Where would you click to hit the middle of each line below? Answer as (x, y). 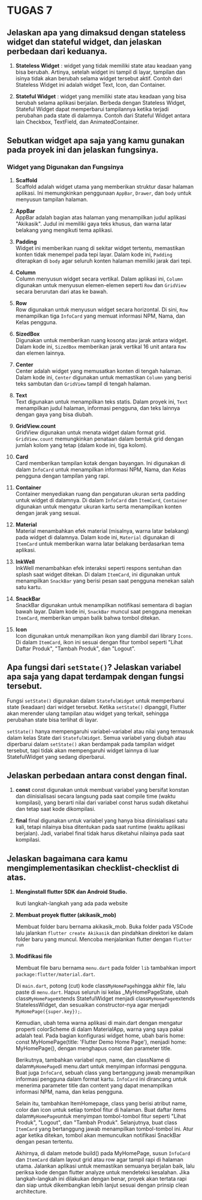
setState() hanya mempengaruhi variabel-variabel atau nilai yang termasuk (100, 731)
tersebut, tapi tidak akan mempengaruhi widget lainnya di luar (83, 750)
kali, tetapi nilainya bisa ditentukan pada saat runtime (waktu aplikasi (100, 827)
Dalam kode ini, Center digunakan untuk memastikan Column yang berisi (103, 377)
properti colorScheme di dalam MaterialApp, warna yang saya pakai (99, 1029)
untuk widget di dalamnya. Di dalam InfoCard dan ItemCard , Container (101, 500)
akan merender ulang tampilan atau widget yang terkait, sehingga (88, 713)
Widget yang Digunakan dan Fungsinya (65, 167)
